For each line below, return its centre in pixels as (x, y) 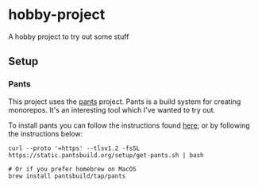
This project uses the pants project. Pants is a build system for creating (125, 102)
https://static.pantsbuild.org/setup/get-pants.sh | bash (106, 155)
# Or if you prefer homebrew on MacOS (72, 169)
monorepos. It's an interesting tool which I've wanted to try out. (112, 109)
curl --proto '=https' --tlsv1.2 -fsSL (74, 148)
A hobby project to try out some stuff (69, 36)
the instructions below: (46, 133)
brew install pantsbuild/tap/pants (67, 176)
